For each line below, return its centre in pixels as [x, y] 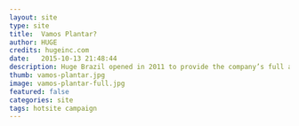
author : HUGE [33, 42]
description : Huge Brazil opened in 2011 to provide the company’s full [147, 67]
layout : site [33, 17]
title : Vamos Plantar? [53, 34]
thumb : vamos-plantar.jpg [57, 75]
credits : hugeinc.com [49, 51]
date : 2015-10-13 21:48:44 [63, 59]
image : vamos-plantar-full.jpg [67, 83]
